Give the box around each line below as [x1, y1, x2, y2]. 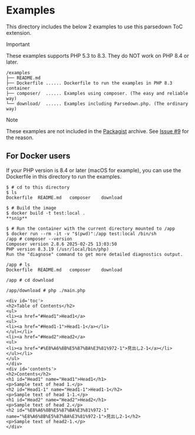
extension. [6, 29, 32, 36]
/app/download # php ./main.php [6, 287, 85, 294]
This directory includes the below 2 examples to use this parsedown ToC [6, 23, 183, 30]
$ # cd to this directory [6, 184, 70, 190]
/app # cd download [6, 277, 54, 283]
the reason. [6, 134, 34, 141]
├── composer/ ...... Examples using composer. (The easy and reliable [6, 90, 189, 96]
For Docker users [6, 151, 71, 161]
